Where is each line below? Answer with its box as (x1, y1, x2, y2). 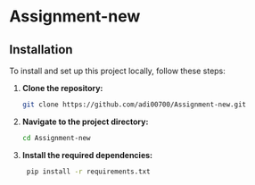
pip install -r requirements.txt (26, 167, 151, 176)
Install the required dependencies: (21, 149, 153, 160)
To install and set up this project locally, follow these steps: (9, 65, 226, 76)
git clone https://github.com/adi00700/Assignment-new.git (21, 100, 247, 109)
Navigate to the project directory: (21, 116, 149, 127)
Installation (9, 42, 73, 57)
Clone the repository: (21, 83, 103, 93)
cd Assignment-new (21, 133, 91, 142)
